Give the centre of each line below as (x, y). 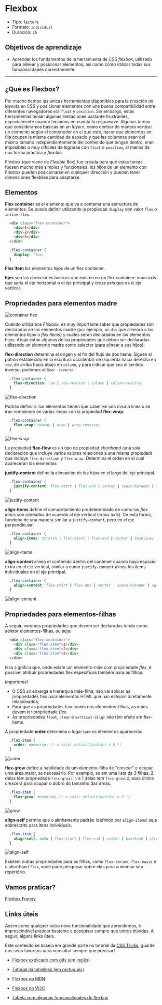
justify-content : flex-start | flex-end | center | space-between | (84, 486)
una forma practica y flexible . (34, 152)
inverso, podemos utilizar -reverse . (40, 370)
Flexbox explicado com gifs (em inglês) (51, 960)
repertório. (16, 872)
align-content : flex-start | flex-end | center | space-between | (82, 585)
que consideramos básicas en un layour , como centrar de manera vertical (78, 127)
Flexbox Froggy (20, 899)
